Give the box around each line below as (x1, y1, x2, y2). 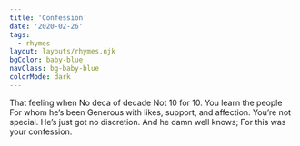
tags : (9, 30, 30, 39)
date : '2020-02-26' (9, 22, 84, 31)
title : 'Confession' (9, 13, 88, 23)
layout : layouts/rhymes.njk (9, 47, 116, 56)
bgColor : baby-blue (9, 55, 84, 64)
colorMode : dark (9, 73, 71, 82)
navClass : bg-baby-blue (9, 64, 100, 73)
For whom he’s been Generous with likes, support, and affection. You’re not (9, 106, 292, 118)
